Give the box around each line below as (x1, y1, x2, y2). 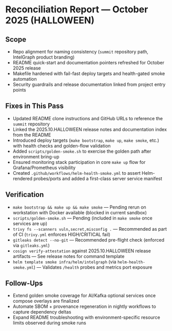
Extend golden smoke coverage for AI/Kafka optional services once (12, 292, 156, 299)
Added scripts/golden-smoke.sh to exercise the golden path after (12, 148, 151, 154)
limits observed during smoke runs (12, 320, 86, 326)
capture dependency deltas (12, 309, 71, 315)
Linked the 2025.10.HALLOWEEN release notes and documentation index (12, 126, 167, 132)
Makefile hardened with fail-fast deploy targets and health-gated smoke (12, 70, 165, 77)
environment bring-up (12, 153, 60, 160)
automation (12, 76, 37, 82)
